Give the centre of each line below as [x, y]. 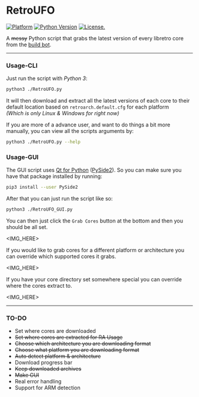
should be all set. [27, 227]
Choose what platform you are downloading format [77, 350]
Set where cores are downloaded [55, 331]
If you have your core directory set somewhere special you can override [94, 280]
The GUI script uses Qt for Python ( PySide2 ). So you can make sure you [94, 170]
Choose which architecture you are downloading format [83, 344]
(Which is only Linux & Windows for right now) [63, 113]
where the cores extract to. [39, 286]
